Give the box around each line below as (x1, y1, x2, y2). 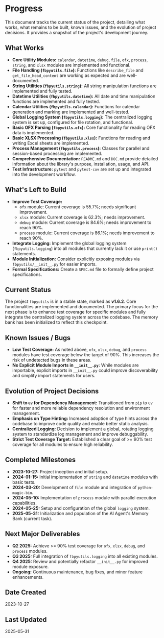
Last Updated (5, 615, 47, 624)
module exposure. (12, 564, 49, 569)
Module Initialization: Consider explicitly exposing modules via (12, 256, 140, 262)
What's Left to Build (5, 186, 67, 194)
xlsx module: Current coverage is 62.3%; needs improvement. (19, 214, 145, 220)
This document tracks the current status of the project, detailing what (5, 19, 145, 25)
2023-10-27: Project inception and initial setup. (12, 468, 109, 474)
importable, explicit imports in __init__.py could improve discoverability (12, 368, 158, 373)
